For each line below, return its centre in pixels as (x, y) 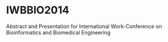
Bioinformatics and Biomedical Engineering (58, 32)
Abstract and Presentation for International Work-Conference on (84, 26)
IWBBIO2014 (38, 10)
